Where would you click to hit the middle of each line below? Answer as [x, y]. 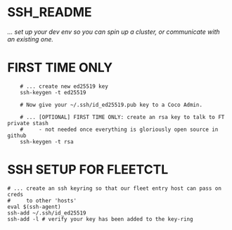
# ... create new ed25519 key [64, 86]
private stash [28, 123]
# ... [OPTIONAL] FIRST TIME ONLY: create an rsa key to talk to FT [122, 117]
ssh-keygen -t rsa [47, 141]
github [17, 135]
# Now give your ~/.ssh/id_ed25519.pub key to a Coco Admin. [111, 105]
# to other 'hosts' [42, 200]
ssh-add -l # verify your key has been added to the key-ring [100, 219]
